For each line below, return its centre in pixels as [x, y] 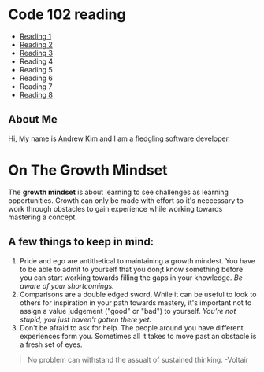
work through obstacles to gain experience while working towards [115, 208]
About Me [33, 120]
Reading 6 [36, 78]
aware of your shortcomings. [67, 285]
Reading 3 [36, 53]
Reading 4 [36, 61]
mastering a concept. [43, 217]
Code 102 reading [67, 15]
